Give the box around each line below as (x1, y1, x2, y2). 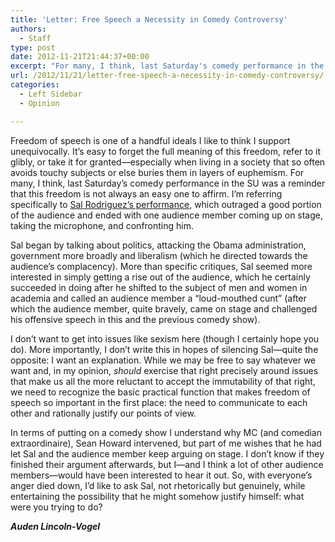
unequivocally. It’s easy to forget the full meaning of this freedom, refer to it (10, 145, 322, 157)
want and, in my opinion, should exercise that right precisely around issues (10, 364, 319, 376)
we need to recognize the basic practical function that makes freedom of (10, 386, 311, 398)
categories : (10, 80, 60, 90)
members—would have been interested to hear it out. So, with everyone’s (10, 469, 313, 481)
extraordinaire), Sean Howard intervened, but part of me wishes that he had (10, 437, 322, 449)
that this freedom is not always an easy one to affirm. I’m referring (10, 187, 283, 200)
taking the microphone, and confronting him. (10, 219, 194, 231)
